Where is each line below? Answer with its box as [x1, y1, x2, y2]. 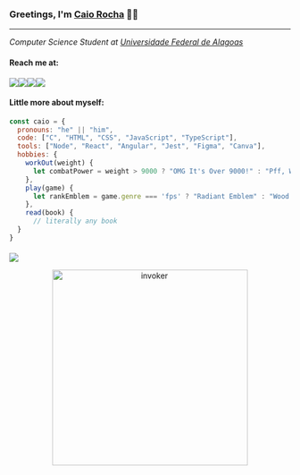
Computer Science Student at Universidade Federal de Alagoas [9, 37, 244, 47]
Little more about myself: [9, 98, 104, 108]
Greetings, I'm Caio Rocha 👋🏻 [9, 8, 139, 21]
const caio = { [9, 116, 66, 126]
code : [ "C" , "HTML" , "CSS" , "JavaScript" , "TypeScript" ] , [17, 133, 238, 142]
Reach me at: [9, 57, 60, 68]
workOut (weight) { [25, 158, 94, 168]
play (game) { [25, 183, 74, 192]
